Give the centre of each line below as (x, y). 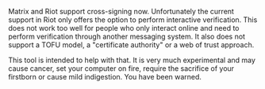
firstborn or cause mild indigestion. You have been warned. (105, 77)
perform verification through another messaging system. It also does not (127, 36)
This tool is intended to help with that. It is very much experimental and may (132, 60)
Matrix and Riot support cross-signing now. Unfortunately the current (121, 11)
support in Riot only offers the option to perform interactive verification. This (133, 20)
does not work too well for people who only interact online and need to (124, 28)
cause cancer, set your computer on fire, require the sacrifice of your (121, 69)
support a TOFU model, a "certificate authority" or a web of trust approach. (131, 45)
